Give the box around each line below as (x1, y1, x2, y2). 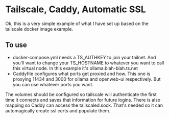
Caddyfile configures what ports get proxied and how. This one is (12, 70, 151, 77)
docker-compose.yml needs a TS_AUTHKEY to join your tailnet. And (12, 54, 156, 60)
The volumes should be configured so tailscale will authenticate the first (5, 91, 157, 98)
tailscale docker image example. (5, 26, 73, 32)
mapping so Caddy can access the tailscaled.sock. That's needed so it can (5, 102, 163, 108)
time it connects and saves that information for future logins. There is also (5, 97, 161, 103)
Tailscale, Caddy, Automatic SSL (5, 4, 147, 15)
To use (5, 41, 27, 50)
